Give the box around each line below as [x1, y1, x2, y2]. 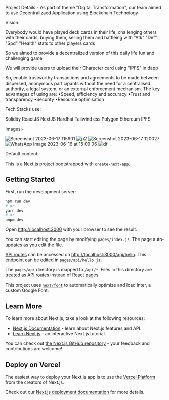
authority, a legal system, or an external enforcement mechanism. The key [5, 86, 160, 92]
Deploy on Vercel [5, 361, 61, 369]
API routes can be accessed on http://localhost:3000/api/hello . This [5, 252, 147, 258]
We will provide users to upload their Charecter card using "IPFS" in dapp [5, 65, 158, 71]
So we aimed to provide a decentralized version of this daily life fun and [5, 50, 155, 56]
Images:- [5, 126, 24, 132]
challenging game [5, 55, 43, 61]
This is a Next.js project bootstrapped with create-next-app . [5, 161, 131, 167]
